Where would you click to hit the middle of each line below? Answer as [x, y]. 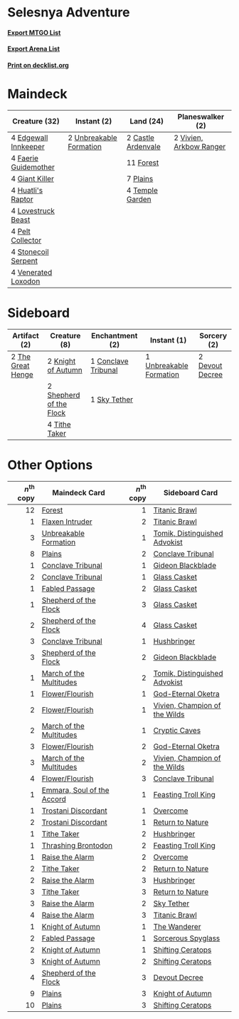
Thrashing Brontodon [77, 846]
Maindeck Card [79, 493]
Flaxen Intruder [67, 522]
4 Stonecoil [30, 252]
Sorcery [213, 335]
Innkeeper [28, 146]
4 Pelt [21, 231]
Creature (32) [36, 121]
